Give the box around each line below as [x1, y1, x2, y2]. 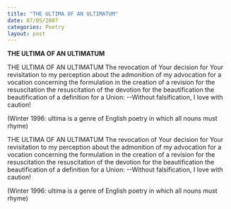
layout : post [7, 30, 46, 37]
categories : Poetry [7, 23, 65, 30]
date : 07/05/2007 [7, 17, 59, 24]
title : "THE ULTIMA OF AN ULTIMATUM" [7, 10, 119, 18]
